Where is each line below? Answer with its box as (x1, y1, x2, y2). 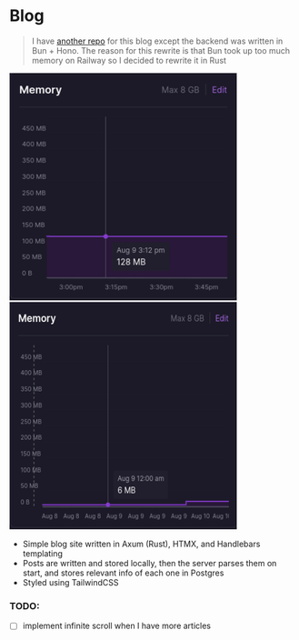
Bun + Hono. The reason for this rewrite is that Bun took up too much (31, 45, 291, 55)
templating (22, 547, 64, 559)
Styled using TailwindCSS (22, 576, 120, 587)
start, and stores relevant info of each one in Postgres (22, 567, 224, 578)
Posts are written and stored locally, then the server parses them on (22, 557, 277, 568)
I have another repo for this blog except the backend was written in (31, 35, 284, 46)
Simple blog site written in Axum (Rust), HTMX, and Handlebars (22, 538, 261, 549)
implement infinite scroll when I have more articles (22, 620, 212, 632)
